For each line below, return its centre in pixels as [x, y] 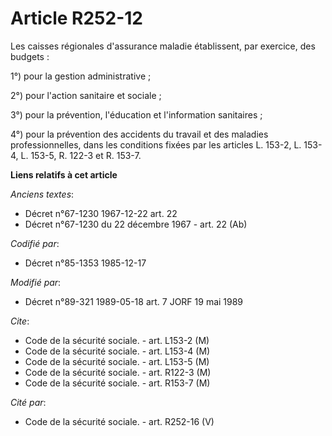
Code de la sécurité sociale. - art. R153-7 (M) [117, 383]
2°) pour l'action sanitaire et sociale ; [86, 95]
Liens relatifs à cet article [64, 174]
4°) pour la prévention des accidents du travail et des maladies [139, 134]
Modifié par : [36, 282]
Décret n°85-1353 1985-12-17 [85, 263]
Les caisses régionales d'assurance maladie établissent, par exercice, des [163, 46]
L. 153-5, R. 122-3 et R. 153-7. [81, 155]
